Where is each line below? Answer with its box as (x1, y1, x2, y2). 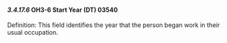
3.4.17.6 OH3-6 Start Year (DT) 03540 (7, 6, 118, 14)
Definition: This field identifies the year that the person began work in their (7, 21, 220, 29)
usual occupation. (7, 28, 59, 37)
